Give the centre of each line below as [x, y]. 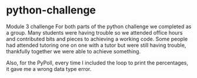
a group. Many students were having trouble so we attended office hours [94, 32]
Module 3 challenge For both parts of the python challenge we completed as [99, 26]
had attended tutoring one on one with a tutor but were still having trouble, [96, 45]
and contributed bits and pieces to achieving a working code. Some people [97, 39]
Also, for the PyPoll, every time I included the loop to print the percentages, [97, 63]
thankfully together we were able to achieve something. [74, 51]
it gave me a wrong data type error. [49, 69]
